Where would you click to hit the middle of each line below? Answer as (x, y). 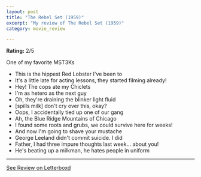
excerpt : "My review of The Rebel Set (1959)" (65, 23)
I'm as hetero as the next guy (51, 93)
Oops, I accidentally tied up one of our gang (69, 112)
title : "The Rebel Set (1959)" (45, 17)
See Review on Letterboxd (39, 168)
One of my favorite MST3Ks (40, 62)
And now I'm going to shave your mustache (68, 131)
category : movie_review (36, 28)
